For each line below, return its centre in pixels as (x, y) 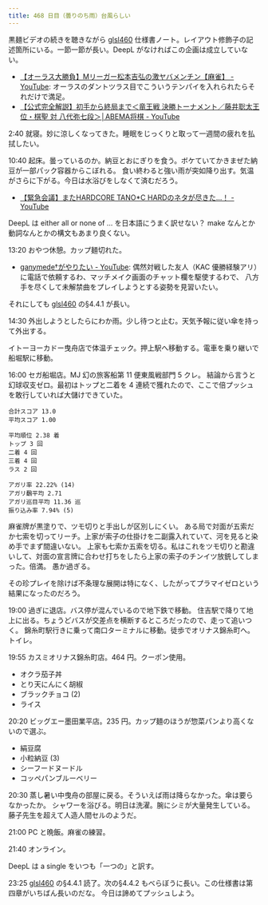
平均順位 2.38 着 (34, 435)
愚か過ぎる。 (73, 566)
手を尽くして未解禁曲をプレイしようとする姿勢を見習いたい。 (121, 287)
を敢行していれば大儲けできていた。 (68, 395)
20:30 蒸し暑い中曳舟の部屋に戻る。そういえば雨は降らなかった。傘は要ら (131, 795)
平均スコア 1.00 (32, 420)
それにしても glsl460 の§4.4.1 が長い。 (71, 304)
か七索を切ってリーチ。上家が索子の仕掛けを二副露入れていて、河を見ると (130, 536)
